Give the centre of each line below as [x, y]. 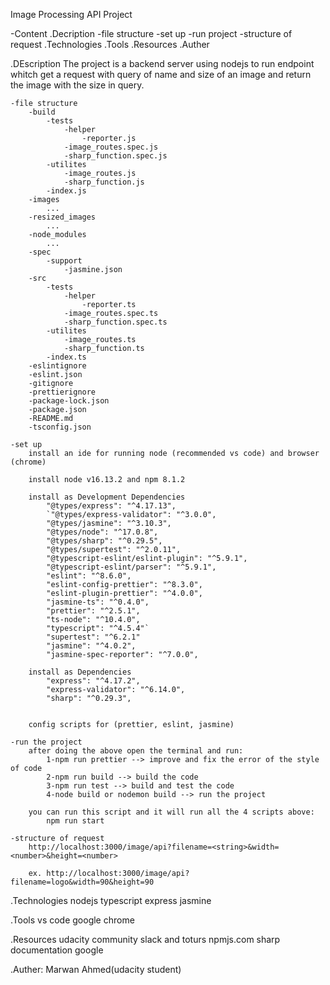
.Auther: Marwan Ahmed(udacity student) [96, 969]
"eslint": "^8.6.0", [89, 576]
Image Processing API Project [71, 14]
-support [64, 261]
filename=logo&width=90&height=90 [82, 882]
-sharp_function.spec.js [115, 156]
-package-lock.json [69, 401]
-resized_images [62, 217]
